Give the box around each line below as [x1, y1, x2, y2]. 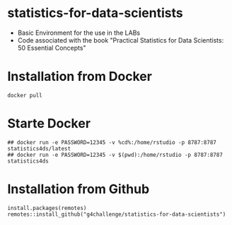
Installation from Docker [7, 69, 152, 84]
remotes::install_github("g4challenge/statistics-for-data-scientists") [7, 211, 226, 218]
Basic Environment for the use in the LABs [17, 28, 140, 37]
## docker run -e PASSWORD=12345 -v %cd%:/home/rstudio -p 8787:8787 [7, 138, 217, 146]
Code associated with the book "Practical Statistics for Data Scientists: [17, 35, 224, 44]
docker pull [7, 92, 42, 99]
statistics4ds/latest [7, 145, 71, 152]
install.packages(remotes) [7, 204, 87, 212]
